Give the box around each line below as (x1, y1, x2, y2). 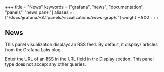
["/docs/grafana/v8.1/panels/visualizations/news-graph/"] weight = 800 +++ (5, 15, 159, 20)
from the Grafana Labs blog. (5, 46, 62, 53)
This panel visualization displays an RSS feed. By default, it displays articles (5, 41, 158, 47)
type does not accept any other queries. (5, 61, 86, 67)
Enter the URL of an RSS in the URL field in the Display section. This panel (5, 56, 154, 62)
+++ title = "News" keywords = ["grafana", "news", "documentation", (5, 4, 144, 10)
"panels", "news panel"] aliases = (5, 9, 72, 15)
